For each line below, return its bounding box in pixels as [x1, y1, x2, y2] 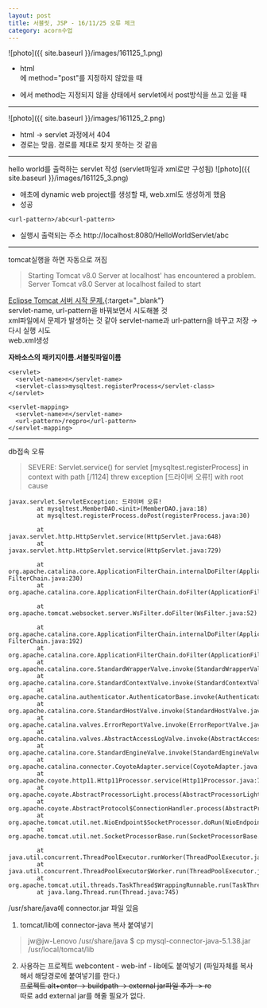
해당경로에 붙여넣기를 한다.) [34, 971, 121, 981]
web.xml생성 [8, 335, 49, 345]
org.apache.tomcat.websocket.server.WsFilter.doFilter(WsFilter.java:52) [8, 610, 258, 618]
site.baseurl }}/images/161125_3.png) [8, 173, 129, 183]
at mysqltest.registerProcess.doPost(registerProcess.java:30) [37, 512, 250, 520]
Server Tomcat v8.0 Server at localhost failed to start [27, 280, 201, 289]
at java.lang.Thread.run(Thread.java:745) [37, 888, 180, 896]
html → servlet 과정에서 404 [19, 130, 110, 139]
